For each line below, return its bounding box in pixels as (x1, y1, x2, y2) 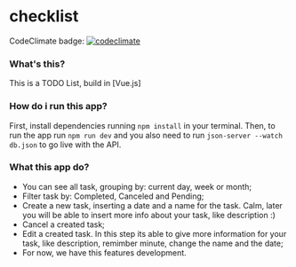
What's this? (9, 58, 66, 70)
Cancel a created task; (21, 219, 105, 230)
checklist (9, 6, 79, 27)
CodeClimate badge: (9, 35, 84, 46)
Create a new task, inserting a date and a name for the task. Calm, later (21, 200, 283, 210)
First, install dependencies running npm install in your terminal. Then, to (9, 120, 276, 130)
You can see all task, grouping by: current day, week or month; (21, 181, 252, 192)
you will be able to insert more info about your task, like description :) (21, 209, 276, 220)
